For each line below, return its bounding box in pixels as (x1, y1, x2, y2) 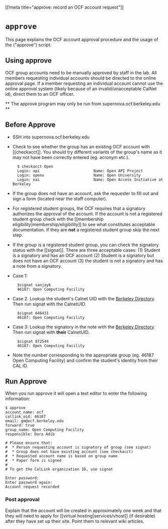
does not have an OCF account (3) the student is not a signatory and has (12, 258, 163, 264)
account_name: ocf (5, 410, 44, 415)
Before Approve (5, 120, 56, 129)
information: (5, 396, 31, 402)
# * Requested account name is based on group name (5, 454, 118, 459)
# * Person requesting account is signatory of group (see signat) (5, 445, 151, 450)
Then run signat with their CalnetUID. (12, 329, 90, 335)
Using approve (5, 56, 52, 65)
